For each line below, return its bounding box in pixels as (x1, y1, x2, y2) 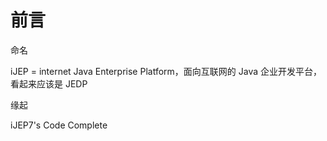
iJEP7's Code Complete (10, 119, 108, 131)
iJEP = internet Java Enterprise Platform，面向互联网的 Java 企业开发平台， (10, 65, 323, 77)
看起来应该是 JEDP (10, 77, 88, 90)
